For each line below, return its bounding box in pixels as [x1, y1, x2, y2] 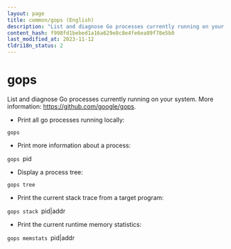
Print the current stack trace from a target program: [17, 193, 164, 201]
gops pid [7, 154, 33, 163]
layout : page [7, 10, 45, 17]
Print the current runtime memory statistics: [17, 220, 142, 228]
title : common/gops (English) [7, 17, 95, 24]
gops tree [7, 181, 36, 188]
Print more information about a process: [17, 141, 131, 149]
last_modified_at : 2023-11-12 [7, 36, 95, 43]
